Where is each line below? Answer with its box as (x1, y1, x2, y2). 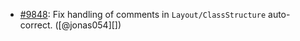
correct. (19, 19, 53, 31)
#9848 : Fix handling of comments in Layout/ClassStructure (19, 9, 267, 20)
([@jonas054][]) (54, 19, 122, 31)
